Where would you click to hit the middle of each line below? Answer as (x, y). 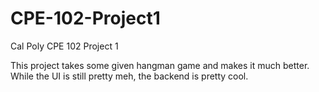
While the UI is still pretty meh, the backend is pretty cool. (129, 76)
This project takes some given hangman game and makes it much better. (160, 65)
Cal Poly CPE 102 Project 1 (64, 46)
